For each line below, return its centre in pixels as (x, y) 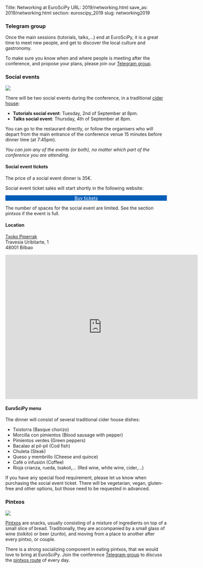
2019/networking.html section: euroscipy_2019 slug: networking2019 (78, 13)
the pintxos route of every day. (38, 560)
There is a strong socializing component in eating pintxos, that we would (82, 549)
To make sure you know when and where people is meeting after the (78, 58)
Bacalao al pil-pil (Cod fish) (42, 446)
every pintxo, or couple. (30, 539)
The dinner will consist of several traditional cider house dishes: (73, 420)
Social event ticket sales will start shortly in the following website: (75, 188)
